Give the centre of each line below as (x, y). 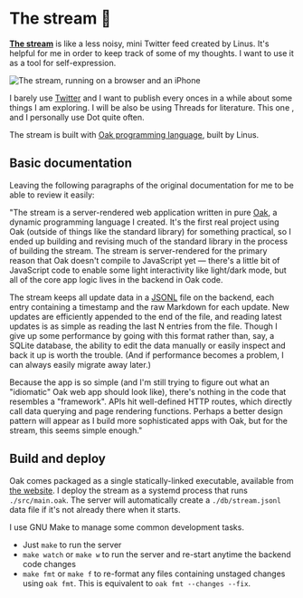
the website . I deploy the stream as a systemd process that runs (129, 490)
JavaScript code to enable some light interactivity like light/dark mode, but (148, 270)
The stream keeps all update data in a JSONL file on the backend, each (142, 297)
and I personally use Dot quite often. (77, 117)
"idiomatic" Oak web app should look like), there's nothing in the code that (148, 391)
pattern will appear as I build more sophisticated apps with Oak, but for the (148, 420)
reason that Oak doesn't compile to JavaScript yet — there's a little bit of (145, 260)
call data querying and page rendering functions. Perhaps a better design (146, 410)
